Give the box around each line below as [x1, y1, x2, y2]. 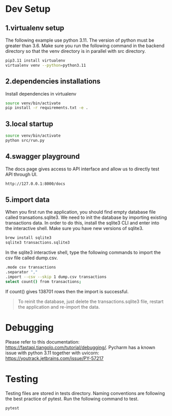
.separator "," [5, 270, 38, 275]
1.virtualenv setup [5, 24, 65, 32]
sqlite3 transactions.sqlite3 [5, 240, 70, 245]
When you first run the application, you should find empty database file [5, 209, 156, 215]
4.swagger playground [5, 152, 80, 161]
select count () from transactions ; [5, 279, 82, 284]
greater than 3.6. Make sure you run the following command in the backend [5, 43, 165, 49]
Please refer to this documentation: [5, 338, 80, 345]
